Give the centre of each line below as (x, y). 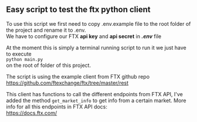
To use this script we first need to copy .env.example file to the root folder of (98, 23)
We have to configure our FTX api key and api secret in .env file (84, 36)
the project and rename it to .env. (46, 30)
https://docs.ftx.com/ (32, 113)
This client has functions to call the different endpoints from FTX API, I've (94, 94)
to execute (19, 54)
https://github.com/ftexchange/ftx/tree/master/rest (67, 83)
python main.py (25, 59)
